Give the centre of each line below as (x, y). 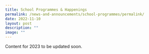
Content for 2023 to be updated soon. (44, 46)
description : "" (22, 28)
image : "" (15, 32)
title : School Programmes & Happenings (46, 10)
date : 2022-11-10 (23, 19)
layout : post (19, 23)
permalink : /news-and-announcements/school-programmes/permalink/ (75, 14)
